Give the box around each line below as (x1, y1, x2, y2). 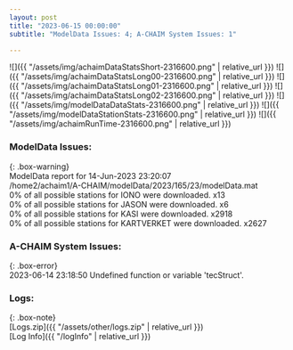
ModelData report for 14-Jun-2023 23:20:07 (9, 170, 172, 181)
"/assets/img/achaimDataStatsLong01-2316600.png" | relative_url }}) (20, 81, 273, 92)
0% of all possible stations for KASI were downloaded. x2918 (9, 208, 233, 219)
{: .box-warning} (9, 161, 69, 172)
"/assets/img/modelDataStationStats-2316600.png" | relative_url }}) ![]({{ (9, 109, 277, 120)
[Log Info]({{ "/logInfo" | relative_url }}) (9, 331, 151, 342)
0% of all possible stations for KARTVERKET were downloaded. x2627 (9, 217, 267, 228)
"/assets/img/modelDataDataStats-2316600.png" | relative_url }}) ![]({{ (20, 100, 280, 110)
